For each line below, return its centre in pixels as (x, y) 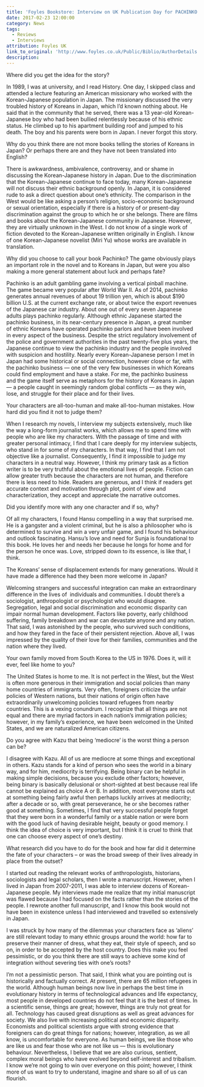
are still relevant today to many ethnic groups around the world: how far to (99, 936)
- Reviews (24, 35)
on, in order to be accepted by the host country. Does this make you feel (97, 950)
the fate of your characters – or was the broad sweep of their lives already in (102, 854)
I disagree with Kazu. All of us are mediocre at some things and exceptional (101, 758)
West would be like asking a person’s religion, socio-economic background (100, 201)
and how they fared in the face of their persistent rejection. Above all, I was (100, 633)
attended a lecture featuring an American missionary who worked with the (99, 93)
